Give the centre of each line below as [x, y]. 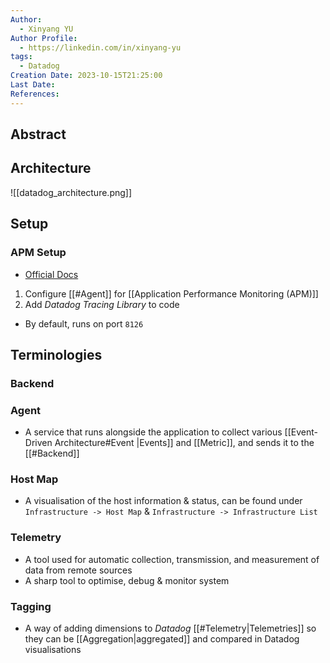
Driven [38, 443]
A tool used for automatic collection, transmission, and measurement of [172, 559]
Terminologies [56, 354]
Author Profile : [44, 38]
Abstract [38, 134]
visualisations [53, 650]
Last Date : [33, 85]
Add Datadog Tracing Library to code [102, 304]
